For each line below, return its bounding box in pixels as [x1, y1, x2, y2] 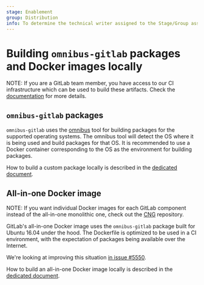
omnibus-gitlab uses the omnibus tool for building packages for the [6, 126, 175, 134]
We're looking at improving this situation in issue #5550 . [6, 253, 147, 261]
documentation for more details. [6, 93, 87, 100]
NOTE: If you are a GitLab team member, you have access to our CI [6, 80, 174, 87]
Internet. [6, 242, 28, 249]
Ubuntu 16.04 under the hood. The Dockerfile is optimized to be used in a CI [6, 229, 197, 236]
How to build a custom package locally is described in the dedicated [6, 164, 177, 171]
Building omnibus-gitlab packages [6, 46, 181, 60]
